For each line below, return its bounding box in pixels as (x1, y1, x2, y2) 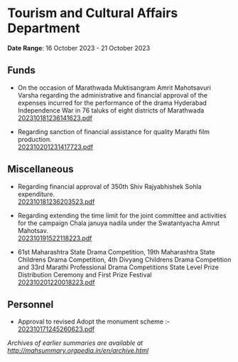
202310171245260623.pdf (17, 325, 94, 333)
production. (17, 135, 52, 143)
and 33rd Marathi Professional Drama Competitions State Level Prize (17, 262, 219, 271)
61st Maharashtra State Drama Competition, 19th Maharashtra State (17, 247, 215, 256)
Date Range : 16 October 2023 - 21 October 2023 (7, 43, 151, 52)
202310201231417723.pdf (17, 143, 94, 151)
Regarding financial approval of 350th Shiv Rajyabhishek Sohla (17, 182, 202, 190)
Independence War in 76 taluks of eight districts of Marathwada (17, 105, 205, 115)
